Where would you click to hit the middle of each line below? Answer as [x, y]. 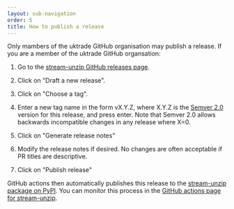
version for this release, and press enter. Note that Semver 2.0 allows [116, 115]
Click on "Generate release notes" [66, 135]
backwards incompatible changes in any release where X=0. [104, 122]
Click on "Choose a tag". [53, 94]
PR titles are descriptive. [52, 156]
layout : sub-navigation [42, 14]
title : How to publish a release [56, 26]
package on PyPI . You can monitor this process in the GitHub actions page [114, 191]
